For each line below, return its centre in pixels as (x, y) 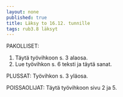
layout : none (23, 12)
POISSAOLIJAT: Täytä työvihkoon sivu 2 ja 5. (62, 88)
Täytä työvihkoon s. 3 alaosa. (51, 58)
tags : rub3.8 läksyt (32, 29)
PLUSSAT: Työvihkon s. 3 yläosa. (47, 76)
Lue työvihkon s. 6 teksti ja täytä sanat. (63, 64)
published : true (27, 18)
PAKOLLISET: (23, 46)
